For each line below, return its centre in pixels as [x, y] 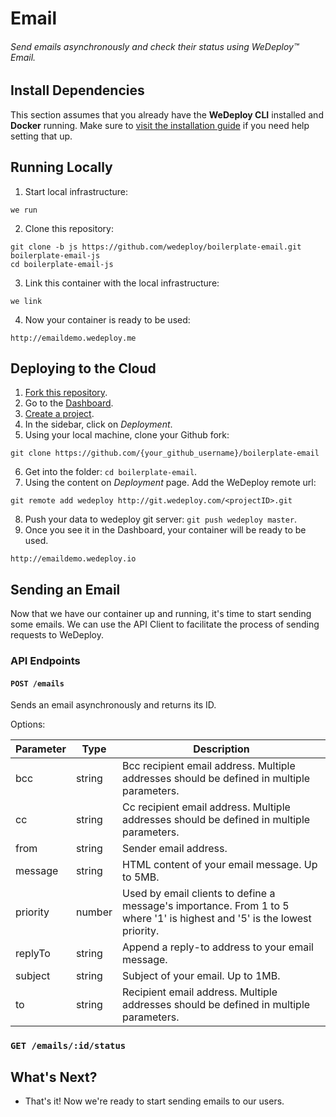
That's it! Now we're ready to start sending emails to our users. [154, 1101]
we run [24, 210]
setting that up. [41, 136]
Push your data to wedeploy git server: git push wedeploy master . [161, 519]
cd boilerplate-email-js [62, 264]
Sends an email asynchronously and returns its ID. [113, 705]
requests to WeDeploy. [57, 635]
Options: [28, 724]
